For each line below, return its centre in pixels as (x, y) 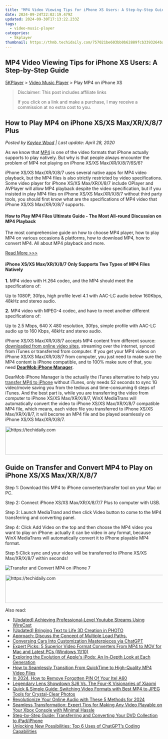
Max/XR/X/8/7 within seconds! (37, 558)
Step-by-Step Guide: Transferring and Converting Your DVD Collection (85, 715)
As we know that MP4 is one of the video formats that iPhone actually (77, 152)
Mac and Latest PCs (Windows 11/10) (50, 651)
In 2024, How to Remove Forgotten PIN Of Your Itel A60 (70, 678)
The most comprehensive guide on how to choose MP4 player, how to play (82, 232)
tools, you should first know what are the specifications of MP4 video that (81, 199)
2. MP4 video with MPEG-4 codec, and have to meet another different (77, 310)
